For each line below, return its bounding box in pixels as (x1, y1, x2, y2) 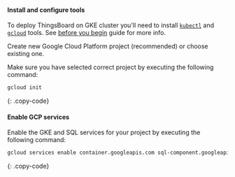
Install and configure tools (7, 6, 85, 14)
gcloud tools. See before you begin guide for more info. (7, 29, 166, 37)
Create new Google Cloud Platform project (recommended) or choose (7, 42, 208, 50)
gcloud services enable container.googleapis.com (7, 149, 155, 157)
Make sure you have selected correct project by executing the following (7, 63, 214, 71)
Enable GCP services (7, 113, 70, 121)
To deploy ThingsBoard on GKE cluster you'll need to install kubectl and (7, 21, 215, 29)
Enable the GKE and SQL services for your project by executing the (7, 128, 201, 136)
